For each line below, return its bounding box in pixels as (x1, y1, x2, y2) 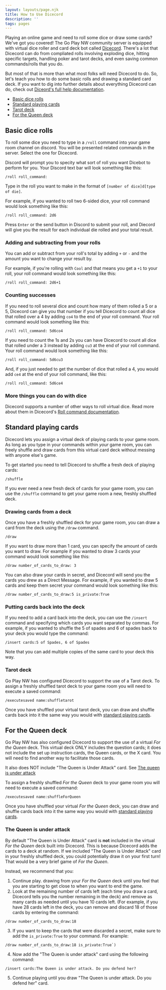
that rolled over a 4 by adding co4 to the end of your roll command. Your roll (5, 313, 160, 319)
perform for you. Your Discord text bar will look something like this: (5, 165, 142, 171)
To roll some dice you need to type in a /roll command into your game (5, 139, 150, 145)
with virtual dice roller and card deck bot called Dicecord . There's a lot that (5, 45, 158, 51)
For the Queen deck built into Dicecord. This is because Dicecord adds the (5, 843, 158, 849)
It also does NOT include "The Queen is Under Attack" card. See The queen (5, 765, 160, 771)
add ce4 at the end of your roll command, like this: (5, 371, 107, 377)
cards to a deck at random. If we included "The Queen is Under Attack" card (5, 848, 161, 854)
